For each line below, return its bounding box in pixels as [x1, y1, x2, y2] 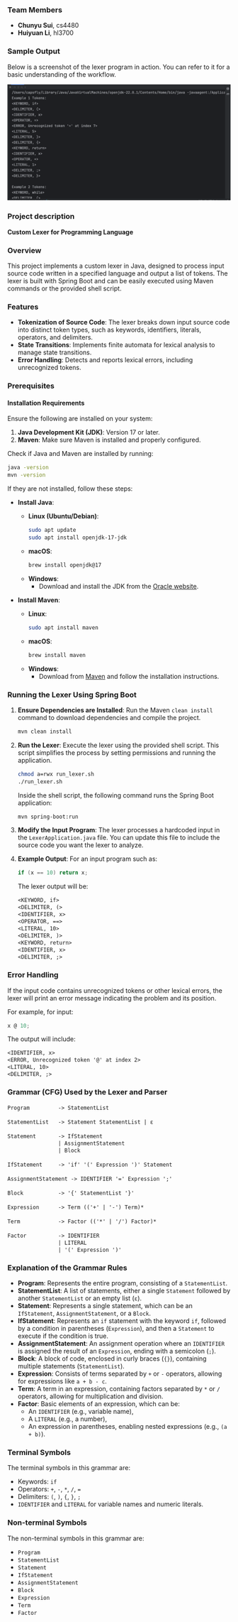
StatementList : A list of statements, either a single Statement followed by [17, 1287, 231, 1295]
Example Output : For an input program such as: [17, 854, 158, 864]
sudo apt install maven [28, 624, 99, 631]
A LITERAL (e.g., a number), [28, 1415, 108, 1423]
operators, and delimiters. [17, 333, 93, 342]
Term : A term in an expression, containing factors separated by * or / [17, 1385, 221, 1393]
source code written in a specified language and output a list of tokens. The [7, 269, 228, 278]
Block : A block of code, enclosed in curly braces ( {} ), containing [17, 1354, 207, 1363]
